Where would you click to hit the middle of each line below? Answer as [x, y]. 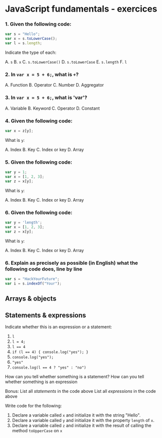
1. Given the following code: [38, 24]
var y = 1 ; [16, 172]
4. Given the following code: [39, 121]
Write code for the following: [33, 405]
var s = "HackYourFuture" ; [32, 279]
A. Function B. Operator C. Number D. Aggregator [55, 85]
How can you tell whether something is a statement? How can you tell [75, 376]
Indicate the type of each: [31, 52]
